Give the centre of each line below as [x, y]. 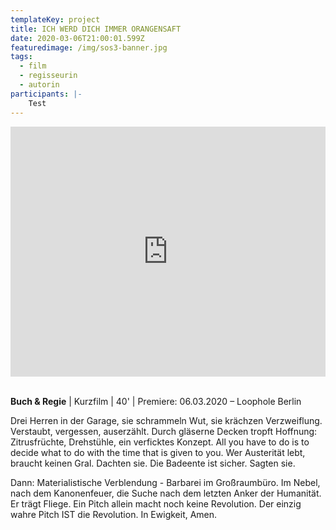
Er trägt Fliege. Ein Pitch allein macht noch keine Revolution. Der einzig [156, 503]
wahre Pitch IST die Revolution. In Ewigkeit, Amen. [114, 514]
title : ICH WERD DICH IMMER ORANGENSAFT [96, 29]
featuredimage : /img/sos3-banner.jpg [89, 47]
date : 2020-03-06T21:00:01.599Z [77, 38]
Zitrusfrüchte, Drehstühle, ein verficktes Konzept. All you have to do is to [160, 442]
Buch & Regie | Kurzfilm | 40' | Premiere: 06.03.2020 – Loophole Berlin [156, 401]
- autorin [39, 85]
